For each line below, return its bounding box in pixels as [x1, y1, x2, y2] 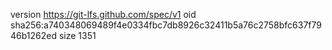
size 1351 [58, 30, 97, 41]
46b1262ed [10, 30, 58, 41]
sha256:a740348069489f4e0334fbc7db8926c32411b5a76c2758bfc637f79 [10, 19, 323, 31]
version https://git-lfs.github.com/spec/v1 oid [10, 9, 197, 20]
